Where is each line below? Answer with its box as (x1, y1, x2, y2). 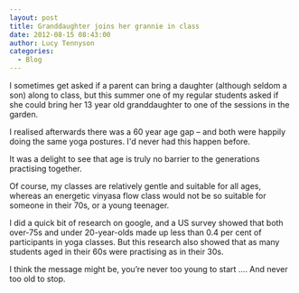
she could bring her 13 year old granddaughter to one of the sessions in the (9, 99, 290, 109)
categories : (9, 47, 54, 56)
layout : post (9, 13, 59, 23)
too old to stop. (9, 273, 66, 284)
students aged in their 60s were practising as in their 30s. (9, 246, 224, 257)
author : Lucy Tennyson (9, 38, 95, 48)
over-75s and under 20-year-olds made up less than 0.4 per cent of (9, 227, 262, 238)
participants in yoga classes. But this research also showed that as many (9, 237, 280, 247)
